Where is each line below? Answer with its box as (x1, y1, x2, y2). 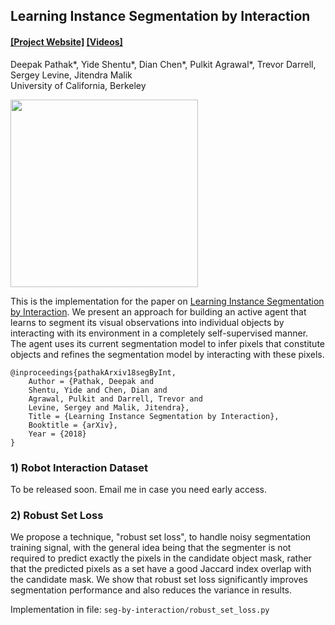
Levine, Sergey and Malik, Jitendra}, (28, 402, 190, 413)
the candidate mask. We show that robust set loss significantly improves (10, 574, 308, 586)
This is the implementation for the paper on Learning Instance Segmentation (10, 295, 325, 307)
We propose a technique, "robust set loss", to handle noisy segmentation (10, 531, 312, 543)
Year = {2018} (28, 429, 87, 439)
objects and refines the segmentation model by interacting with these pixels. (10, 348, 325, 360)
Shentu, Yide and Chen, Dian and (28, 385, 168, 395)
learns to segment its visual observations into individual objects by (10, 316, 285, 328)
